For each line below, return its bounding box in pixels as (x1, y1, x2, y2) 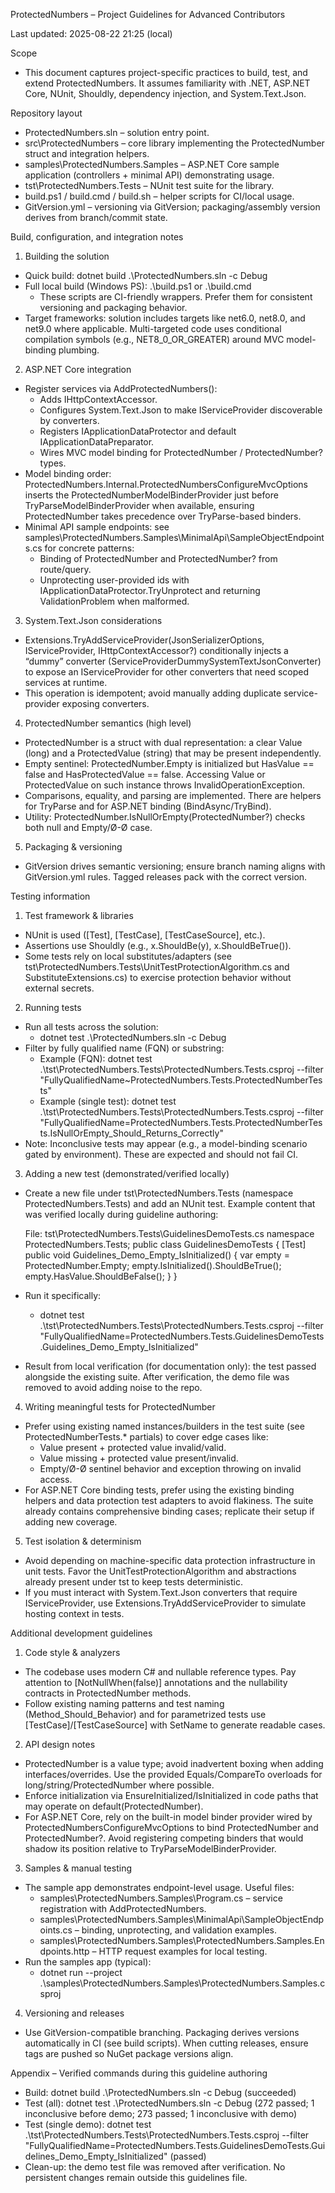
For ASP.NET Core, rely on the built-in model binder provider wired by (24, 1811, 313, 1823)
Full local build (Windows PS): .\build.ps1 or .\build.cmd (24, 280, 252, 292)
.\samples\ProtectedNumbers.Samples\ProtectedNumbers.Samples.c (39, 1977, 326, 1989)
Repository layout (10, 107, 83, 119)
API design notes (24, 1739, 96, 1750)
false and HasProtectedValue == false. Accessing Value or (24, 769, 266, 780)
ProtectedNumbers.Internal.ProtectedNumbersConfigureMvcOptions (24, 479, 308, 490)
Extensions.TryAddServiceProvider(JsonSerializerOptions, (24, 634, 265, 646)
